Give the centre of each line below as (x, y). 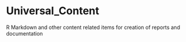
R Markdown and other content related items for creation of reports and (93, 27)
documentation (25, 33)
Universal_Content (53, 11)
